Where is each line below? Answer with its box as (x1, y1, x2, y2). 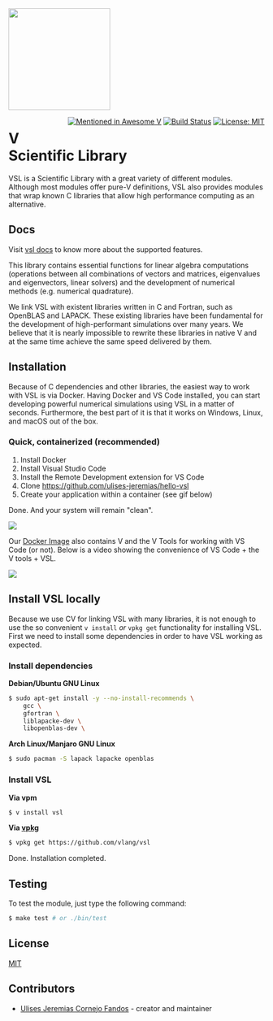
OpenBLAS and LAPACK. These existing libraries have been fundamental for (8, 311, 263, 320)
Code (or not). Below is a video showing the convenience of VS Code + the (8, 545, 260, 554)
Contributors (8, 982, 76, 996)
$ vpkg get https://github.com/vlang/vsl (8, 839, 151, 847)
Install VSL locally (8, 593, 101, 606)
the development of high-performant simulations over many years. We (8, 319, 244, 328)
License (8, 936, 50, 950)
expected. (8, 640, 42, 650)
